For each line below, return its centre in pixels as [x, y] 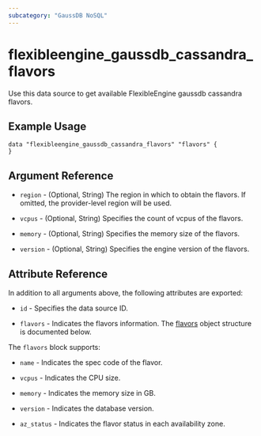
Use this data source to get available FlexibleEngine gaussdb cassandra [125, 93]
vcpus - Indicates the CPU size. [70, 378]
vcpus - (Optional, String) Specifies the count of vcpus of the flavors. [131, 219]
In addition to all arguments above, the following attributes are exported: [126, 293]
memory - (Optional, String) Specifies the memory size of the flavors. [129, 234]
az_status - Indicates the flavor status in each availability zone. [122, 424]
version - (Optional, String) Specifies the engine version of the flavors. [134, 249]
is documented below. [56, 332]
